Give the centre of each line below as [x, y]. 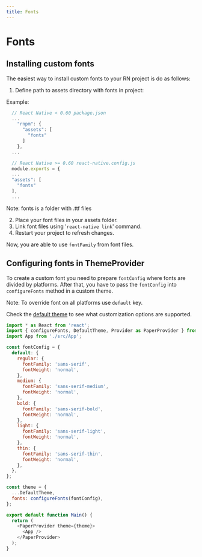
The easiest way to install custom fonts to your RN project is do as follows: [98, 78]
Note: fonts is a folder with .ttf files [49, 208]
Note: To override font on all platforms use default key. [75, 302]
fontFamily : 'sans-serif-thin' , [63, 454]
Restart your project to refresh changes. [64, 232]
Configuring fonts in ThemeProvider [75, 263]
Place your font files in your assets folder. [66, 220]
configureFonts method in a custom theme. [60, 291]
